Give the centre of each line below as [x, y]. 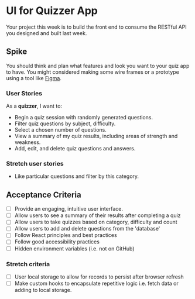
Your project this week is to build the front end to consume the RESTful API [97, 27]
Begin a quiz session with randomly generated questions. [84, 118]
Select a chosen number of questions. [60, 130]
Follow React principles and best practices [66, 235]
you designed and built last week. [47, 33]
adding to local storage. [43, 290]
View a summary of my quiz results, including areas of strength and [96, 136]
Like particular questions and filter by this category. [77, 176]
